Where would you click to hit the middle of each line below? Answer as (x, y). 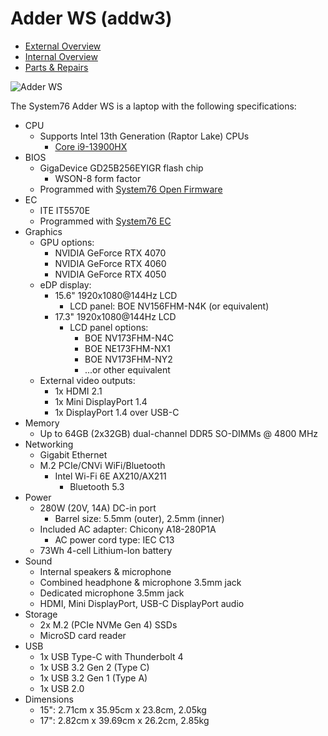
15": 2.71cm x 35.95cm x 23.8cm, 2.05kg (123, 709)
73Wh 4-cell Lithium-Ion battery (106, 550)
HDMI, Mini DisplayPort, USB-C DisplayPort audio (142, 603)
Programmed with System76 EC (105, 221)
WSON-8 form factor (98, 178)
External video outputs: (87, 380)
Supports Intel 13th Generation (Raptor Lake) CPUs (144, 136)
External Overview (63, 46)
